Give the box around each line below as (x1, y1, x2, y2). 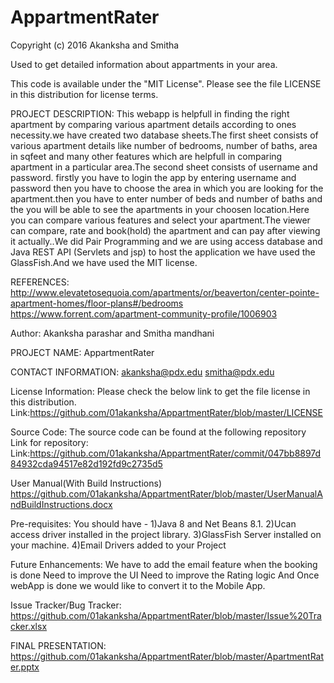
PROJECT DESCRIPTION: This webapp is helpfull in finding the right (10, 107, 290, 120)
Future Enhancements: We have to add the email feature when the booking (10, 558, 318, 570)
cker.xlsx (10, 620, 48, 632)
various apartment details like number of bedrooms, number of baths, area (10, 139, 318, 151)
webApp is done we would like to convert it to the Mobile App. (10, 579, 266, 591)
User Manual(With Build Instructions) (10, 477, 162, 489)
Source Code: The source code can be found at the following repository (10, 426, 307, 438)
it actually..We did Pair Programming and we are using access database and (10, 235, 323, 247)
